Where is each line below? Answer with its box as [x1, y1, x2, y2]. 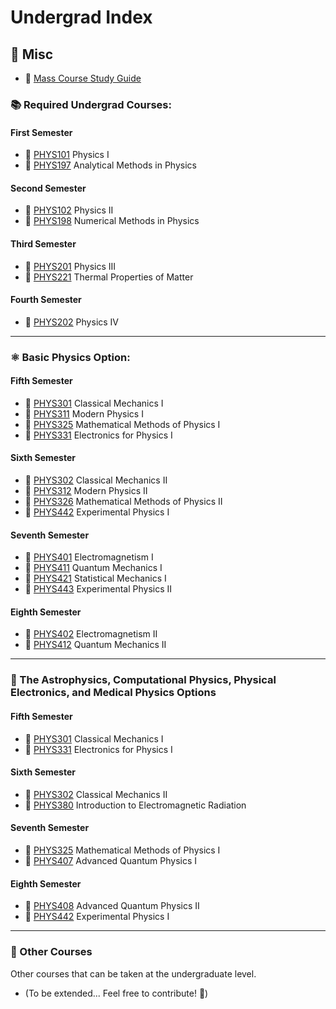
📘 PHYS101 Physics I [24, 149, 110, 161]
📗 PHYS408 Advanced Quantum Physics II [24, 900, 200, 912]
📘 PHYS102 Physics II [24, 204, 114, 216]
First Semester [10, 126, 73, 138]
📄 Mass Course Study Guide [24, 72, 142, 84]
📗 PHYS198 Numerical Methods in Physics [24, 215, 200, 227]
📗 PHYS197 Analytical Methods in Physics [24, 159, 197, 171]
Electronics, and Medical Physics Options [10, 686, 217, 700]
